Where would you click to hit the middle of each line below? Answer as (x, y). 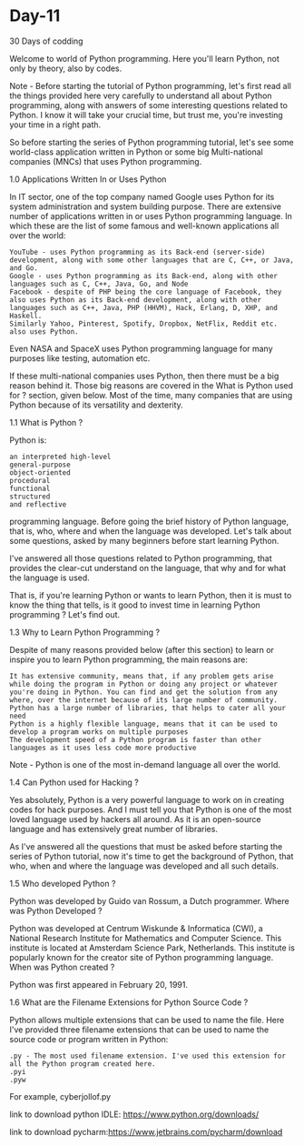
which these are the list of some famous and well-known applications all (144, 226)
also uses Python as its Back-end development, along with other (135, 300)
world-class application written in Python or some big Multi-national (136, 152)
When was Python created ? (62, 967)
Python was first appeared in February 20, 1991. (99, 984)
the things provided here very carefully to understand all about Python (141, 95)
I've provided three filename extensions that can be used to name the (139, 1030)
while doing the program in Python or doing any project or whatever (144, 684)
